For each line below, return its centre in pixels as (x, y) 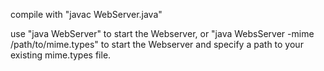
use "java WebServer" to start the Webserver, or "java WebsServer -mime (162, 33)
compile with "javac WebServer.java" (86, 14)
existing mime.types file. (61, 55)
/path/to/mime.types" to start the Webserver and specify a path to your (157, 44)
